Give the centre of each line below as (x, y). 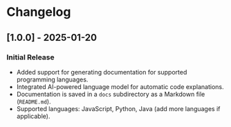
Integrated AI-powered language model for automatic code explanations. (120, 86)
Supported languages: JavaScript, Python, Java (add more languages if (118, 108)
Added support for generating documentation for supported (102, 72)
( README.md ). (34, 101)
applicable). (33, 116)
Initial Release (30, 57)
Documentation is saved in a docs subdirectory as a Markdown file (111, 94)
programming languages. (52, 79)
